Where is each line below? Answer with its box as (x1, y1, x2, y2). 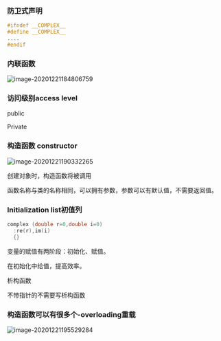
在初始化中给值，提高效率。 (7, 261, 86, 269)
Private (7, 122, 27, 131)
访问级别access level (7, 93, 78, 103)
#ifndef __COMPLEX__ (7, 22, 67, 29)
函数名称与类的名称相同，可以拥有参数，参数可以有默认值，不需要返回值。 (7, 186, 218, 194)
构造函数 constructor (7, 141, 78, 151)
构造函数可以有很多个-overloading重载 (7, 309, 136, 319)
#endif (7, 41, 26, 48)
